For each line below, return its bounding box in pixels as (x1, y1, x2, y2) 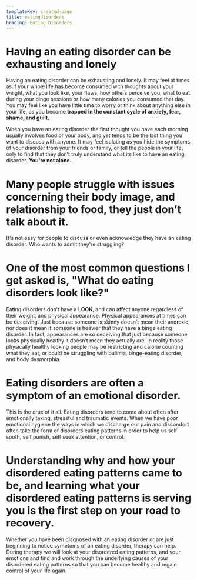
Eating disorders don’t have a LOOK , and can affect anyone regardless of (6, 306, 183, 313)
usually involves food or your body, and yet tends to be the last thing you (6, 132, 183, 139)
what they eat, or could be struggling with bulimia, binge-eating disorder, (6, 349, 183, 356)
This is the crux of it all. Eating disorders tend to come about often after (6, 408, 179, 415)
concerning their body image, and (6, 190, 175, 204)
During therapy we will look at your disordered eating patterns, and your (6, 548, 181, 556)
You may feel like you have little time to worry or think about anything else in (6, 102, 191, 109)
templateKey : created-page (6, 8, 72, 15)
